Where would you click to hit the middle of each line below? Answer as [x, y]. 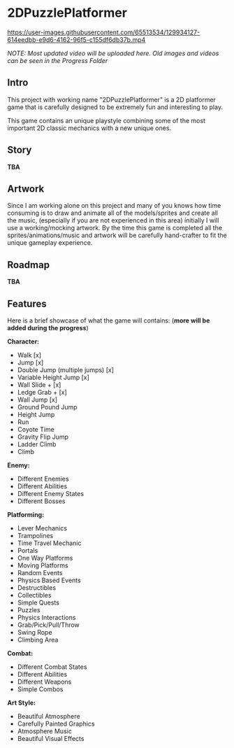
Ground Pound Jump [47, 407]
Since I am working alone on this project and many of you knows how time [114, 206]
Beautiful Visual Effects [51, 739]
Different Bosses [41, 501]
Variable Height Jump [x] [53, 377]
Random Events [40, 573]
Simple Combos [40, 689]
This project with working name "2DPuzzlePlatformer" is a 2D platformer [112, 99]
